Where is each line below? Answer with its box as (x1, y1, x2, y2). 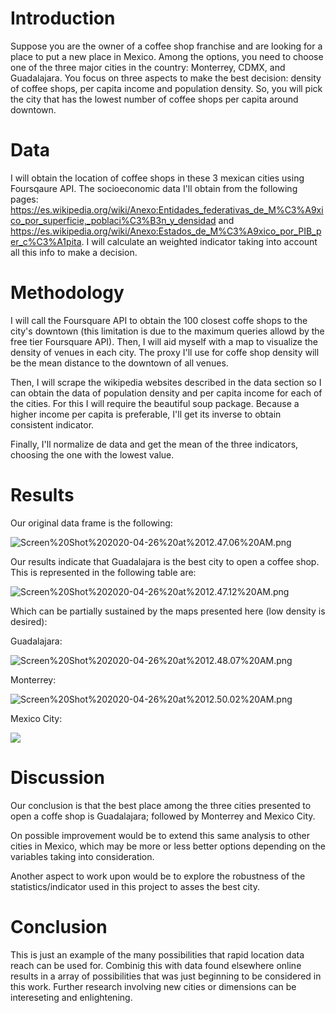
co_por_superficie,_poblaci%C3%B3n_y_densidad (10, 214, 217, 226)
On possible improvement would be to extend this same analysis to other (10, 829, 310, 841)
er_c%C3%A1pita (10, 235, 82, 247)
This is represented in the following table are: (10, 566, 197, 578)
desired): (10, 615, 48, 627)
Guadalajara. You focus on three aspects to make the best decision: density (10, 72, 322, 84)
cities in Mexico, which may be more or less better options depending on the (10, 840, 326, 852)
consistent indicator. (10, 418, 95, 431)
